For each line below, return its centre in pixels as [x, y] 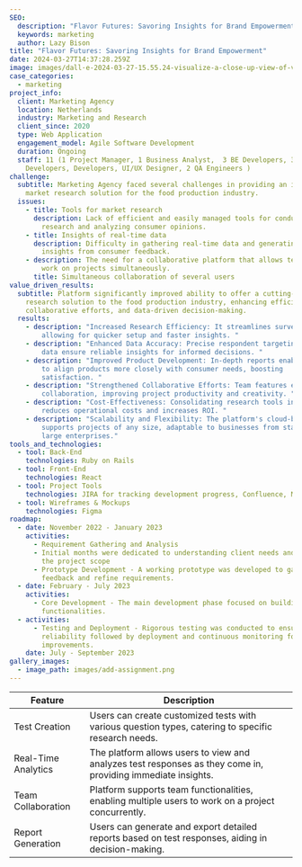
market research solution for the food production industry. [142, 193]
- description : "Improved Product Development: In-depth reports [151, 361]
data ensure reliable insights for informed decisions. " [152, 352]
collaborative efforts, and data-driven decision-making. [136, 310]
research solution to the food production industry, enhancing [147, 302]
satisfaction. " [72, 377]
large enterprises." [80, 436]
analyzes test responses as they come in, [176, 764]
